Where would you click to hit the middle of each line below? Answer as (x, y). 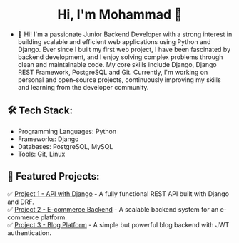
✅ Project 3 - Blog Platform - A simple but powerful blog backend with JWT (118, 224)
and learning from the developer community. (83, 87)
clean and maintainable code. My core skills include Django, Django (117, 64)
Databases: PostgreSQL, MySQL (65, 146)
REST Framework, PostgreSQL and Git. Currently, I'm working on (113, 72)
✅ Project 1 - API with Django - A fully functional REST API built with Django (118, 193)
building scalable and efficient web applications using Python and (114, 41)
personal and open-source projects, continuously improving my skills (119, 79)
